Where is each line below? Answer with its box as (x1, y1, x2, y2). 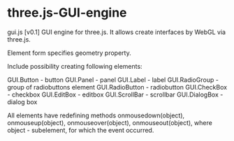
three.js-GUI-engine (7, 5, 127, 21)
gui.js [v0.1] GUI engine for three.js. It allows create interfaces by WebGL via (7, 28, 226, 36)
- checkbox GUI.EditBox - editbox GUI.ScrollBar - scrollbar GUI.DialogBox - (7, 90, 224, 99)
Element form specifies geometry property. (7, 49, 131, 57)
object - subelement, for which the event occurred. (7, 126, 154, 134)
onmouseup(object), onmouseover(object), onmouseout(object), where (7, 118, 213, 126)
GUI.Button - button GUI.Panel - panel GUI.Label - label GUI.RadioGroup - (7, 75, 219, 84)
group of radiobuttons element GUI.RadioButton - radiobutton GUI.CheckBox (7, 83, 228, 91)
